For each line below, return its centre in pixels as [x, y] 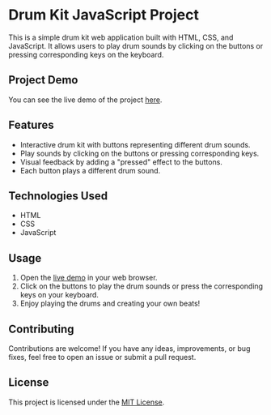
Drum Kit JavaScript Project [104, 15]
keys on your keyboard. [59, 295]
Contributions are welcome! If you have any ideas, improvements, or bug [129, 349]
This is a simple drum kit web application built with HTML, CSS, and [121, 37]
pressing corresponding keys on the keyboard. [86, 54]
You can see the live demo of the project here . [85, 100]
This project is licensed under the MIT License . [87, 402]
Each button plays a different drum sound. [90, 170]
